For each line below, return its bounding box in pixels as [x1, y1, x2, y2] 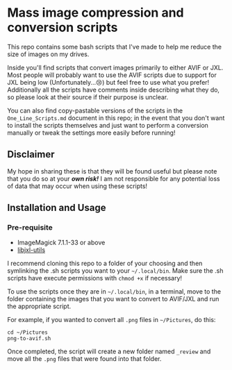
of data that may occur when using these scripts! [7, 182, 148, 190]
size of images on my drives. [7, 50, 90, 58]
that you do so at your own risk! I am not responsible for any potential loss [7, 174, 220, 183]
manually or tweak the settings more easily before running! [7, 128, 176, 137]
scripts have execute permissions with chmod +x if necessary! [7, 274, 183, 283]
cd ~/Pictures [7, 329, 49, 336]
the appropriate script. [7, 302, 72, 310]
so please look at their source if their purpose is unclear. [7, 92, 169, 101]
